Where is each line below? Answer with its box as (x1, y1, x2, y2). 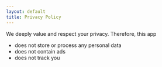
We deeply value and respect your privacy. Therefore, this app (6, 30, 157, 37)
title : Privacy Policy (6, 14, 61, 20)
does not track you (14, 54, 60, 61)
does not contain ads (14, 48, 66, 55)
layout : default (6, 8, 46, 15)
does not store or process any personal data (14, 42, 122, 49)
